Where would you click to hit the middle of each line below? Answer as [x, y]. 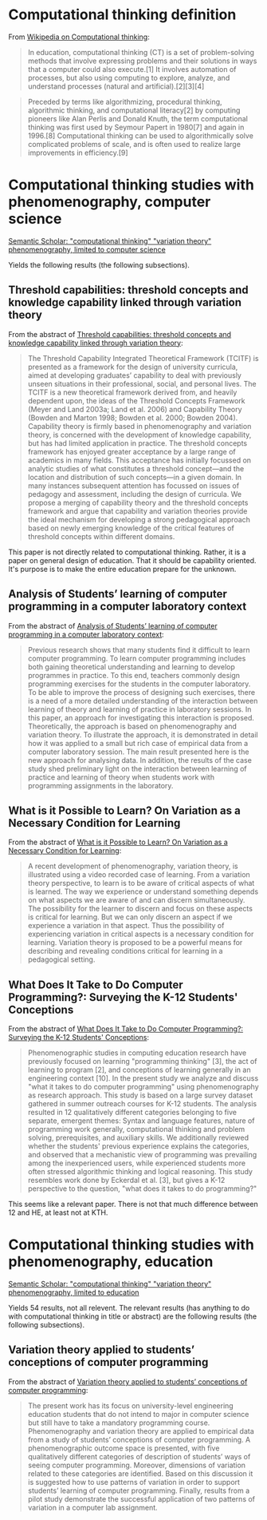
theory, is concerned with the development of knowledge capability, [139, 435]
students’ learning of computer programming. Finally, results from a [139, 1490]
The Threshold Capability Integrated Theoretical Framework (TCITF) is [143, 358]
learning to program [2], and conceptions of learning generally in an [139, 1070]
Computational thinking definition [122, 15]
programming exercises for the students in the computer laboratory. [139, 684]
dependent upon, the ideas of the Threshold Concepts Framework [136, 400]
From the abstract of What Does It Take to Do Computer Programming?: [126, 1029]
